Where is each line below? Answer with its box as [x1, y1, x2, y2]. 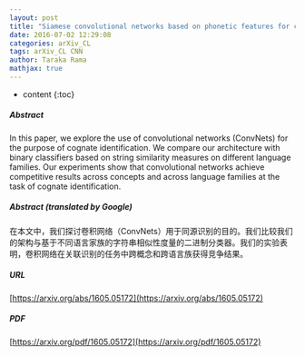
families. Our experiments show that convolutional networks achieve [9, 161, 265, 173]
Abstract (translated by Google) [9, 202, 133, 213]
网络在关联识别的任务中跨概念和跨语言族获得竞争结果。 [40, 248, 248, 259]
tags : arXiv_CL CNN [9, 47, 84, 56]
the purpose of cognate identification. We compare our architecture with [9, 142, 280, 153]
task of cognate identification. [9, 181, 122, 192]
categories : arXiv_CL [9, 38, 92, 48]
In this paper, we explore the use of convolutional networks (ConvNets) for [9, 133, 289, 143]
